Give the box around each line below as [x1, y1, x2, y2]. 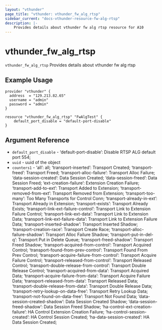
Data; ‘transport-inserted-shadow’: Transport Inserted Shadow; [12, 221, 138, 227]
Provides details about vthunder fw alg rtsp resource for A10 [14, 25, 144, 30]
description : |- [5, 20, 38, 26]
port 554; [12, 154, 31, 160]
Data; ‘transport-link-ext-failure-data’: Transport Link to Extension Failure [12, 216, 158, 222]
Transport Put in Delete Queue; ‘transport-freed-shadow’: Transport [18, 236, 153, 243]
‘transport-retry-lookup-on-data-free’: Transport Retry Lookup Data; [12, 288, 148, 294]
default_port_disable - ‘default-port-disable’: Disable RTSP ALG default [12, 149, 156, 155]
